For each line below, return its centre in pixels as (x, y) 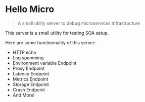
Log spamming (28, 58)
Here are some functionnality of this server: (51, 42)
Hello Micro (30, 9)
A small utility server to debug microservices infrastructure (79, 23)
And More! (23, 95)
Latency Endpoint (31, 73)
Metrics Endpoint (30, 79)
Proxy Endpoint (28, 68)
